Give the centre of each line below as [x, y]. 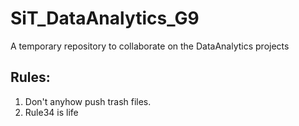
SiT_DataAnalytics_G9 [105, 18]
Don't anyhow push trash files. [88, 101]
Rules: [30, 77]
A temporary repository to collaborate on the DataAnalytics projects [150, 46]
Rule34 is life [51, 112]
